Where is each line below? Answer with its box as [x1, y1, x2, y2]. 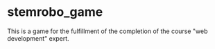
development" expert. [7, 34, 69, 42]
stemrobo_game [7, 4, 103, 20]
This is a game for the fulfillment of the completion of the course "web [7, 27, 208, 35]
